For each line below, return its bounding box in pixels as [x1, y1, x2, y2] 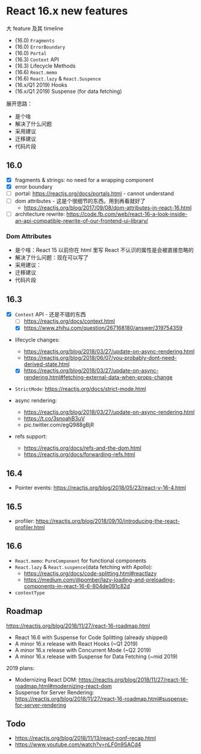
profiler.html [14, 524, 45, 531]
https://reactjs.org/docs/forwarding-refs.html [23, 451, 136, 458]
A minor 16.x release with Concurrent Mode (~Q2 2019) [14, 646, 151, 653]
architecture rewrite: [14, 211, 65, 217]
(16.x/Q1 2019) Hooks [14, 81, 68, 88]
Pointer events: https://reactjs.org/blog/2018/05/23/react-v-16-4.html [14, 484, 187, 492]
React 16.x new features [6, 4, 128, 18]
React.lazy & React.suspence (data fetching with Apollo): [14, 563, 153, 570]
